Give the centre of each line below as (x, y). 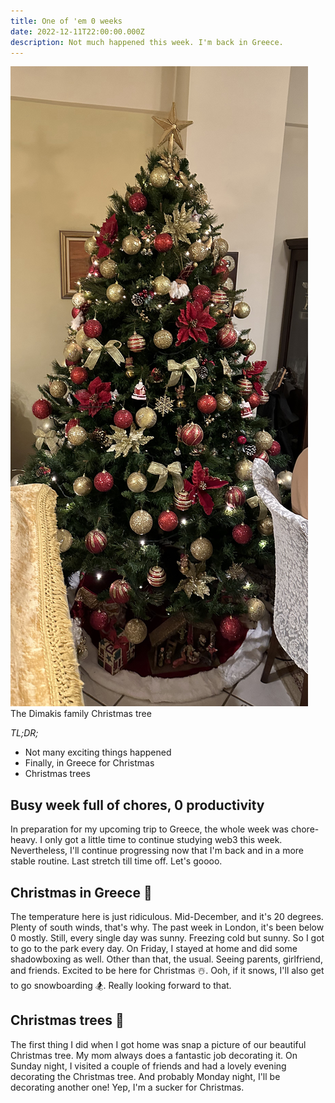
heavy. (24, 840)
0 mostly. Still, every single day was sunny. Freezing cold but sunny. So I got (167, 938)
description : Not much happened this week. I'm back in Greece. (147, 42)
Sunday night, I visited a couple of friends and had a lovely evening (148, 1066)
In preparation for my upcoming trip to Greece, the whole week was (149, 829)
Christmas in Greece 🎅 (81, 892)
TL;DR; (24, 733)
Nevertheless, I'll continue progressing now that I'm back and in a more (157, 851)
